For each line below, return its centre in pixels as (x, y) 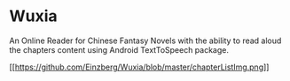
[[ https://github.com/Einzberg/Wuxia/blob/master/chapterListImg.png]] (139, 67)
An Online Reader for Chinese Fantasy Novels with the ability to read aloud (145, 40)
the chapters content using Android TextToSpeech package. (119, 49)
